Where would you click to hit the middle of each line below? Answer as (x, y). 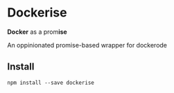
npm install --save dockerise (51, 83)
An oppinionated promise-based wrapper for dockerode (87, 45)
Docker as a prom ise (37, 32)
